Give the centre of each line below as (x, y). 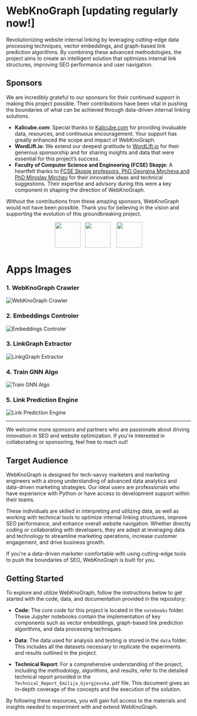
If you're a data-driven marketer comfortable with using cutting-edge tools (96, 554)
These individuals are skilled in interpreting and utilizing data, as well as (93, 511)
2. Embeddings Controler (43, 316)
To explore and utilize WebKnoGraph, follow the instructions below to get (94, 593)
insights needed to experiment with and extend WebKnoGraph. (82, 707)
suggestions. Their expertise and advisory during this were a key (93, 183)
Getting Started (35, 578)
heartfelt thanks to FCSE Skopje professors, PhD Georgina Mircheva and (102, 171)
